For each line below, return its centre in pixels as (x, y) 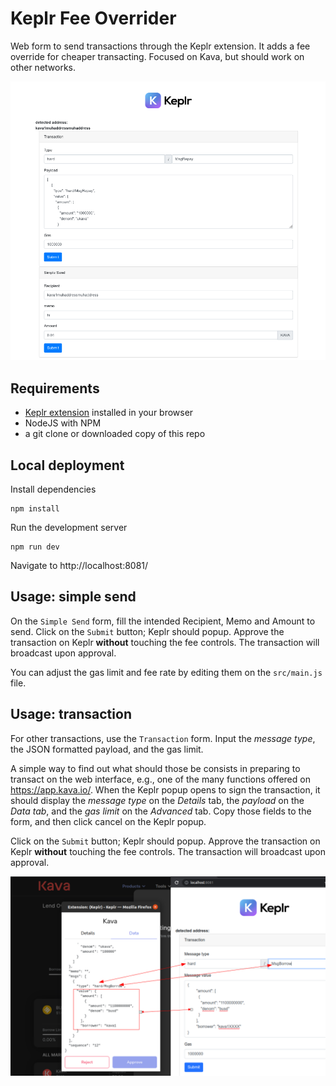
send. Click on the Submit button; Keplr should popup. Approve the (147, 631)
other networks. (43, 67)
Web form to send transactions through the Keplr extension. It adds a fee (160, 46)
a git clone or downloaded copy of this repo (115, 434)
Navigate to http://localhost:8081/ (79, 565)
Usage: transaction (71, 714)
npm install (35, 508)
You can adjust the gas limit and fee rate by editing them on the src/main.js (166, 672)
